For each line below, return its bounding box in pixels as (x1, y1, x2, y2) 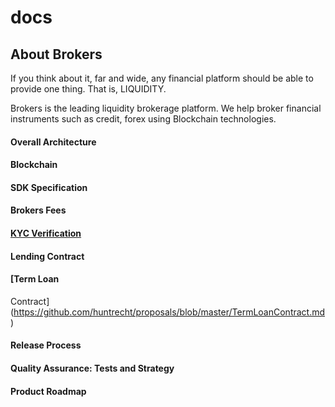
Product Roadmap (10, 385, 87, 397)
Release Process (10, 339, 82, 351)
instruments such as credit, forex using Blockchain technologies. (10, 113, 277, 125)
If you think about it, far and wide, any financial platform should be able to (10, 72, 314, 84)
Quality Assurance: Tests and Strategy (10, 362, 175, 374)
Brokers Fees (10, 204, 67, 216)
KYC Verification (10, 227, 82, 239)
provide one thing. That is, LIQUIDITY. (10, 83, 167, 95)
